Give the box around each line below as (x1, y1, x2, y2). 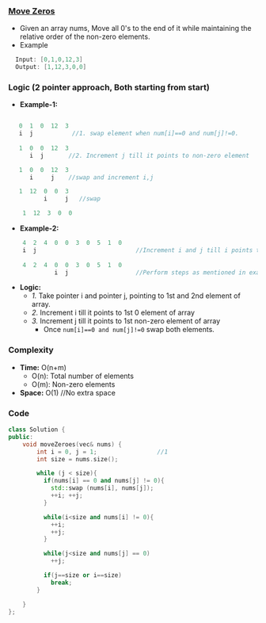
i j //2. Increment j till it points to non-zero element (28, 151, 249, 159)
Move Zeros (8, 6, 55, 17)
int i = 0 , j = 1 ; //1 (36, 448, 169, 456)
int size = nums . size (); (36, 455, 119, 463)
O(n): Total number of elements (31, 371, 135, 380)
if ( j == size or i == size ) (43, 571, 123, 579)
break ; (50, 579, 73, 587)
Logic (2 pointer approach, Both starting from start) (8, 82, 210, 93)
